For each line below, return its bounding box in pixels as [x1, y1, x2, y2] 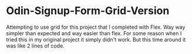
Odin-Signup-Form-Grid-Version [6, 4, 170, 18]
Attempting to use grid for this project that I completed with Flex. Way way [6, 23, 186, 31]
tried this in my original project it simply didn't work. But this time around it [6, 36, 186, 43]
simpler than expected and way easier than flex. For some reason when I [6, 29, 182, 36]
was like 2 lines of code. [6, 42, 65, 49]
